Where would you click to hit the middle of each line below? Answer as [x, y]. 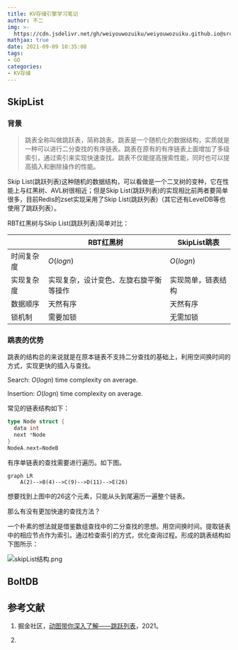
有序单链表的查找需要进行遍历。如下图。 [66, 462]
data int [27, 428]
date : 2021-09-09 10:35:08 [47, 47]
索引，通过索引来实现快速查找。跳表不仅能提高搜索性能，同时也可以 [124, 158]
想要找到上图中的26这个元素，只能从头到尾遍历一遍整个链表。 [98, 496]
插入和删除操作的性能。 [65, 166]
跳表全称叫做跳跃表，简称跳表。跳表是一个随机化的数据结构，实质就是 [127, 140]
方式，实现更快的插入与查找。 [51, 366]
